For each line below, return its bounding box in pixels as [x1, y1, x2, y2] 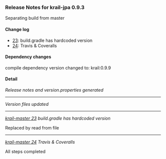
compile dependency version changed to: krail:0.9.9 [5, 64, 111, 70]
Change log [5, 26, 30, 32]
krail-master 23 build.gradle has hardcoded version [5, 115, 111, 121]
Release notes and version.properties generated [5, 87, 104, 93]
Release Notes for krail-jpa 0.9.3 [5, 4, 85, 11]
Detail [5, 76, 18, 82]
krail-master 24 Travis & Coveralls [5, 139, 75, 145]
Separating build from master [5, 15, 65, 21]
